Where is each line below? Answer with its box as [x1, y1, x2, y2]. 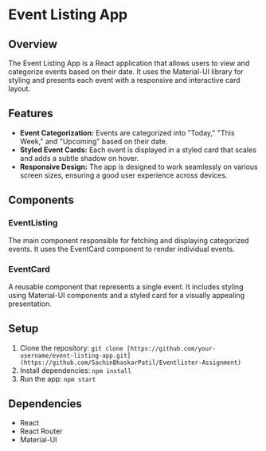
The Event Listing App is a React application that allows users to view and [8, 58, 250, 68]
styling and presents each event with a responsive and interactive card [8, 76, 241, 84]
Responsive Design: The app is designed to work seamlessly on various [19, 162, 258, 171]
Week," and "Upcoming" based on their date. [19, 136, 168, 146]
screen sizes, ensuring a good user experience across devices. [19, 170, 228, 180]
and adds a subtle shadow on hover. [19, 153, 139, 163]
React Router [19, 426, 63, 436]
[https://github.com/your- [126, 344, 217, 352]
